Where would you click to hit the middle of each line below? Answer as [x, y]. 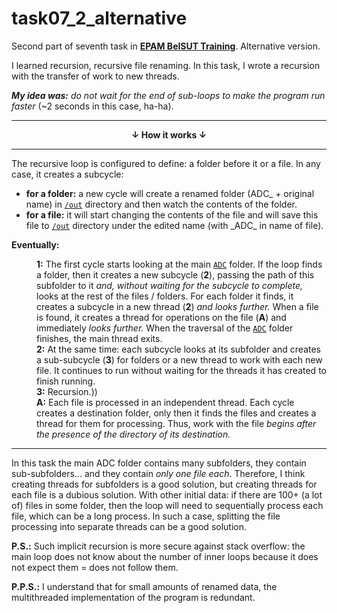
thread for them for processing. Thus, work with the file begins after [176, 423]
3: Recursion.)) [67, 391]
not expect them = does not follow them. [95, 567]
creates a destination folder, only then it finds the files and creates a [176, 413]
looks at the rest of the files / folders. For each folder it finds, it [165, 296]
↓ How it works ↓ [169, 134]
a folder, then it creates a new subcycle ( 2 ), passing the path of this [175, 274]
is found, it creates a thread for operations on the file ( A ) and [161, 317]
